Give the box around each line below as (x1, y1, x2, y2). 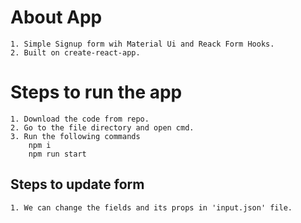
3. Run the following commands (10, 131, 141, 141)
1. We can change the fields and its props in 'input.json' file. (10, 202, 293, 213)
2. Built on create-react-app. (10, 47, 141, 58)
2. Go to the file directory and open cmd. (10, 122, 195, 133)
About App (10, 6, 103, 29)
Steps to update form (10, 176, 145, 193)
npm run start (28, 149, 87, 159)
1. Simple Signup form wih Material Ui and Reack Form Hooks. (10, 39, 275, 49)
